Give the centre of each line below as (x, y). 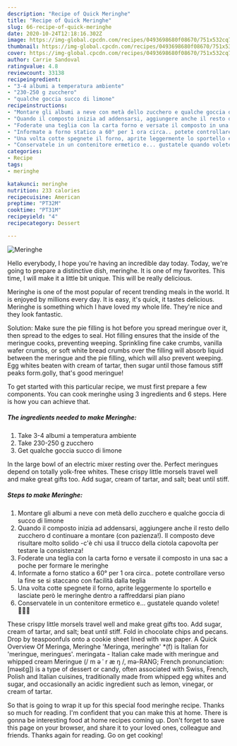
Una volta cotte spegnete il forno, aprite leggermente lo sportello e (114, 588)
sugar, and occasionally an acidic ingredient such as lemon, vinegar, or (110, 684)
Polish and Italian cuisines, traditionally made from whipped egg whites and (117, 676)
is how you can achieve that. (49, 401)
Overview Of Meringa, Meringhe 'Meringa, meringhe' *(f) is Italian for (108, 647)
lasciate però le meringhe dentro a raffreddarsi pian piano (101, 595)
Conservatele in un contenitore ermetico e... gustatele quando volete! (118, 603)
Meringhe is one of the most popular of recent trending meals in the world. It (119, 292)
